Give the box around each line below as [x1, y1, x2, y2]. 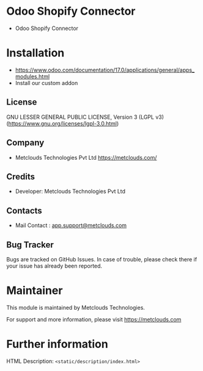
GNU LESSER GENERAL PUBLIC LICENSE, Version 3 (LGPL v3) [6, 113, 164, 121]
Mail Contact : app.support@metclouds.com [15, 222, 127, 229]
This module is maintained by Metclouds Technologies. [6, 304, 146, 311]
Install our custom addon [15, 79, 78, 86]
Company [6, 138, 45, 148]
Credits [6, 171, 35, 182]
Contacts [6, 205, 43, 215]
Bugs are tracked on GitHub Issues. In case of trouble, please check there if [6, 255, 197, 263]
